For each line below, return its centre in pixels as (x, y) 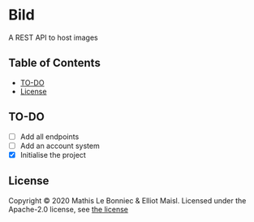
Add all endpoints (50, 137)
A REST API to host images (54, 37)
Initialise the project (53, 155)
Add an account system (60, 146)
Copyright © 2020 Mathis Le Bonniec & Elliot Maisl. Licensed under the (127, 200)
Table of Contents (55, 63)
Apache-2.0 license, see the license (68, 209)
